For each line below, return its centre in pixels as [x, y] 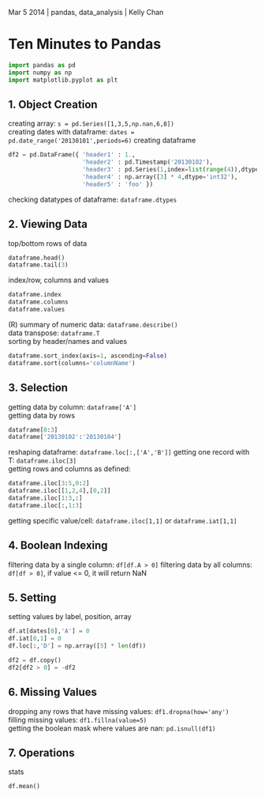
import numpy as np [40, 72]
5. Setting [32, 597]
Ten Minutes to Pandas [85, 44]
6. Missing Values [52, 692]
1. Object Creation [53, 104]
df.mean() [24, 787]
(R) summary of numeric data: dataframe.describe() [93, 324]
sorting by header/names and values [68, 341]
